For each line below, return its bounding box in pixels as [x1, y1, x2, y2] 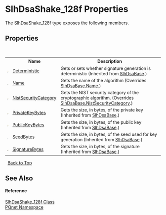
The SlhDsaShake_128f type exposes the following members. [5, 20, 129, 26]
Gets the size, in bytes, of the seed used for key [60, 131, 157, 137]
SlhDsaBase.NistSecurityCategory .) [60, 100, 133, 106]
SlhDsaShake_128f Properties [5, 3, 128, 15]
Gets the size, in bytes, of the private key [60, 107, 143, 113]
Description [97, 58, 122, 64]
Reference [5, 188, 27, 194]
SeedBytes [12, 134, 35, 140]
